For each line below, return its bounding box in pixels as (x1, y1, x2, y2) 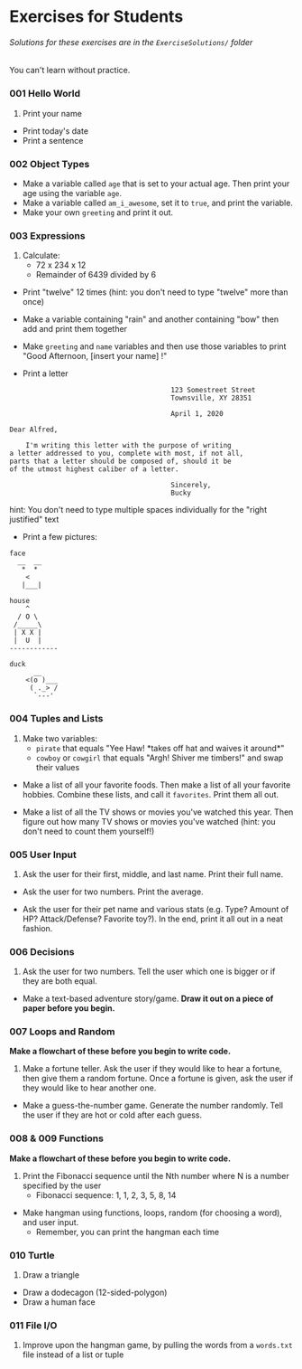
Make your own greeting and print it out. (22, 206, 174, 218)
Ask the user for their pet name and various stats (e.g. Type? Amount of (22, 903, 289, 914)
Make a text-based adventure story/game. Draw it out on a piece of (22, 993, 274, 1005)
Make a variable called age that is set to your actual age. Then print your (22, 178, 290, 189)
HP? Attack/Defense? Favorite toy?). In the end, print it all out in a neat (22, 913, 284, 924)
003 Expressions (9, 229, 86, 241)
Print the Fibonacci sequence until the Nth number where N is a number (22, 1170, 290, 1181)
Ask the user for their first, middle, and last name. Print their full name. (22, 868, 284, 879)
